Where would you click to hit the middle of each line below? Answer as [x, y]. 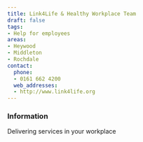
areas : [17, 40]
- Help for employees [39, 33]
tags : [15, 27]
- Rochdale [23, 59]
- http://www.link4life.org [55, 92]
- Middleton [25, 53]
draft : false [26, 20]
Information [28, 116]
